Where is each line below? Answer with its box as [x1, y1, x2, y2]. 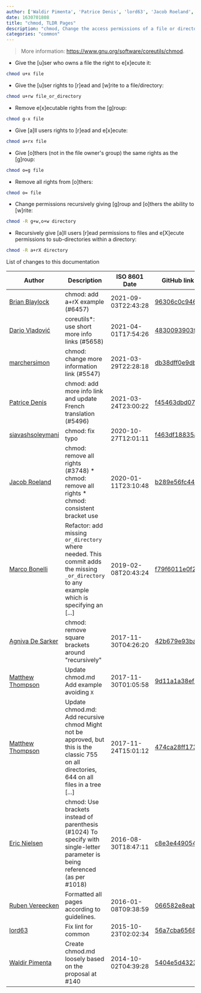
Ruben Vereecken [9, 902, 59, 910]
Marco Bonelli [9, 565, 48, 574]
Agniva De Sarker [9, 637, 59, 646]
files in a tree [65, 780, 102, 789]
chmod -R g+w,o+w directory [6, 219, 77, 225]
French [65, 402, 85, 410]
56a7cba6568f [154, 926, 199, 935]
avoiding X [65, 688, 94, 697]
